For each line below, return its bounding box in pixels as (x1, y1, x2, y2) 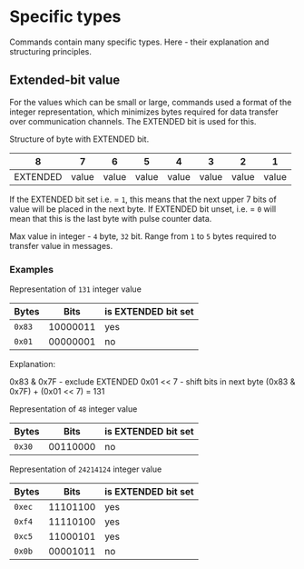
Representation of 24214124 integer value (9, 464, 162, 474)
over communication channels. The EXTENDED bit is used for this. (9, 115, 257, 126)
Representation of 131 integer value (9, 284, 142, 294)
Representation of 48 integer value (9, 404, 138, 414)
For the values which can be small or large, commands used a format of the (9, 96, 292, 107)
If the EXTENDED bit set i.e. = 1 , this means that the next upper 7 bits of (9, 194, 277, 205)
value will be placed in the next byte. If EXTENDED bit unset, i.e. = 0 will (9, 203, 277, 215)
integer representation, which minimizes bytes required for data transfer (9, 106, 279, 117)
